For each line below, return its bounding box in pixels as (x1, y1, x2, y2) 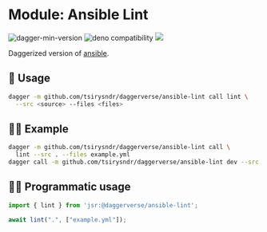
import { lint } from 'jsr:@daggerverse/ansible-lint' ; (8, 201, 198, 209)
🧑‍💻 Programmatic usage (8, 180, 131, 194)
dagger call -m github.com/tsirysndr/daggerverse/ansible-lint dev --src (8, 158, 260, 167)
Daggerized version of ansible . (8, 48, 110, 57)
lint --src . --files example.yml (15, 151, 130, 159)
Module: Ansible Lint (8, 6, 149, 24)
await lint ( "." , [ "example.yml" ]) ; (8, 215, 127, 224)
